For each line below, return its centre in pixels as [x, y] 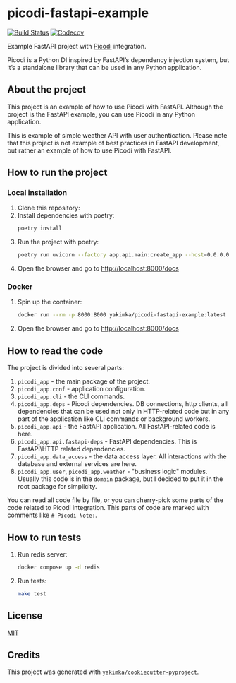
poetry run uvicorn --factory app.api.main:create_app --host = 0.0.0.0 [123, 255]
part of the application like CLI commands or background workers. [114, 419]
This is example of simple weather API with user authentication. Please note [117, 135]
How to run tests [44, 537]
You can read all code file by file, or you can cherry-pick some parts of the [116, 500]
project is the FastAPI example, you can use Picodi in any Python [101, 114]
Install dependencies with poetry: [66, 215]
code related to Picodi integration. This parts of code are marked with [108, 508]
